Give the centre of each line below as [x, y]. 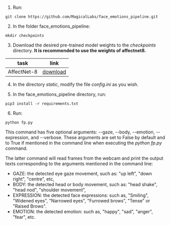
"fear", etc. [24, 217]
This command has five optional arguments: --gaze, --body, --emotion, [80, 132]
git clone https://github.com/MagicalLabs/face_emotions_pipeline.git [82, 17]
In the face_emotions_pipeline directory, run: [59, 94]
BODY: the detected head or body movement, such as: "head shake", [85, 184]
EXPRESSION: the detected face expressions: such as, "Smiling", [81, 195]
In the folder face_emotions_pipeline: [51, 26]
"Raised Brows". [30, 206]
